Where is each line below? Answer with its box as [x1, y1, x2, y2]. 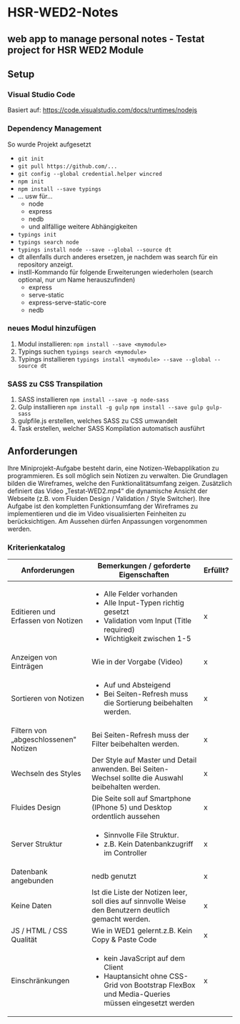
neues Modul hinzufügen [7, 323, 96, 333]
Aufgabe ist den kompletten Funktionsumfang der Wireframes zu [7, 502, 199, 510]
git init [17, 155, 44, 162]
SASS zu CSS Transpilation [7, 379, 104, 389]
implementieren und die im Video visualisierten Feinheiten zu [7, 509, 186, 518]
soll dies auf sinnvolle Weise [91, 896, 186, 906]
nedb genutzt [91, 871, 137, 881]
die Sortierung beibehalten [103, 698, 194, 708]
